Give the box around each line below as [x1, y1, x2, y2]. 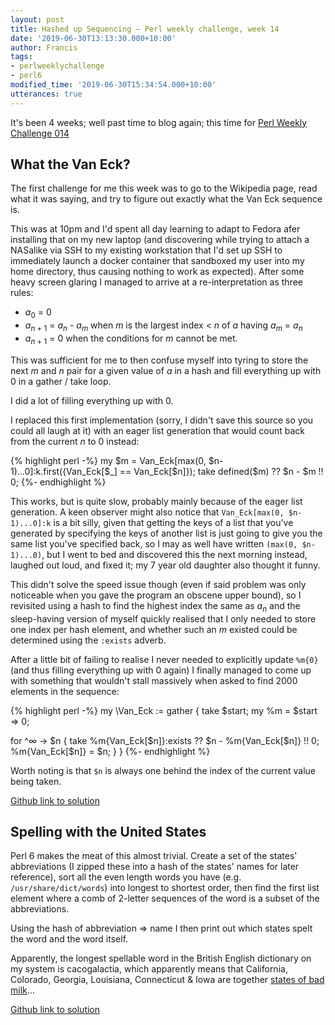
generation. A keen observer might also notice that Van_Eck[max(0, [10, 506, 285, 518]
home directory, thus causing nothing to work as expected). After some [10, 266, 305, 278]
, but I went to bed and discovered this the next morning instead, [41, 548, 308, 560]
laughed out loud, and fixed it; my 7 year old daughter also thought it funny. [10, 559, 321, 571]
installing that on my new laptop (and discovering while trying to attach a [10, 234, 310, 246]
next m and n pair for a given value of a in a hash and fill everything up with [10, 364, 322, 376]
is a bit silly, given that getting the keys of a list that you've [53, 516, 294, 528]
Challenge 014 [10, 127, 70, 139]
